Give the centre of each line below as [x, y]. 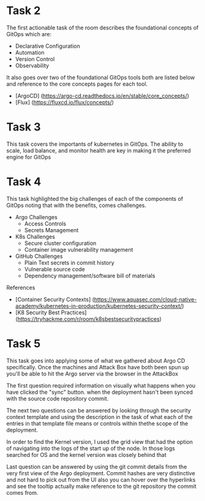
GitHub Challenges [39, 256]
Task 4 [24, 182]
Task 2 [24, 11]
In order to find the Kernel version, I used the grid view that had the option [100, 442]
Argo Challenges [36, 217]
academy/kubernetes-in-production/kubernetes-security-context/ [99, 306]
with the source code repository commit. [58, 398]
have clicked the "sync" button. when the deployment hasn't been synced [100, 392]
